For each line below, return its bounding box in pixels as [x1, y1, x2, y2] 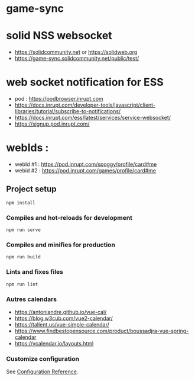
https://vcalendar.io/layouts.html [14, 340, 94, 347]
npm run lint [6, 281, 38, 287]
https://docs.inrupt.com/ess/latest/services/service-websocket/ [14, 114, 171, 121]
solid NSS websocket [6, 29, 112, 43]
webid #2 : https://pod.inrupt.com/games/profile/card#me [14, 167, 157, 174]
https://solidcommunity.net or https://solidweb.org [14, 49, 138, 56]
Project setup [6, 184, 57, 194]
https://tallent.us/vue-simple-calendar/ [14, 321, 109, 328]
